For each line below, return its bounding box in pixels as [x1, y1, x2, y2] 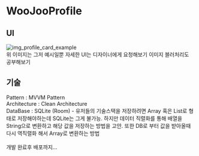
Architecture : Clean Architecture [6, 100, 88, 107]
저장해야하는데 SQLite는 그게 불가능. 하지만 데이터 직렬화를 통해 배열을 [17, 115, 183, 122]
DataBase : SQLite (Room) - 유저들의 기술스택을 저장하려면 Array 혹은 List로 [6, 107, 188, 114]
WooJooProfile [6, 4, 82, 18]
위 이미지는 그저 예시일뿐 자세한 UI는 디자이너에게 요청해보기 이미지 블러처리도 [6, 51, 189, 58]
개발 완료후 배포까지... [6, 143, 58, 151]
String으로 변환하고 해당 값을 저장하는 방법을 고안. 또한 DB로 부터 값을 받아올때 [6, 122, 191, 129]
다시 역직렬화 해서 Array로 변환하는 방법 [6, 130, 100, 137]
